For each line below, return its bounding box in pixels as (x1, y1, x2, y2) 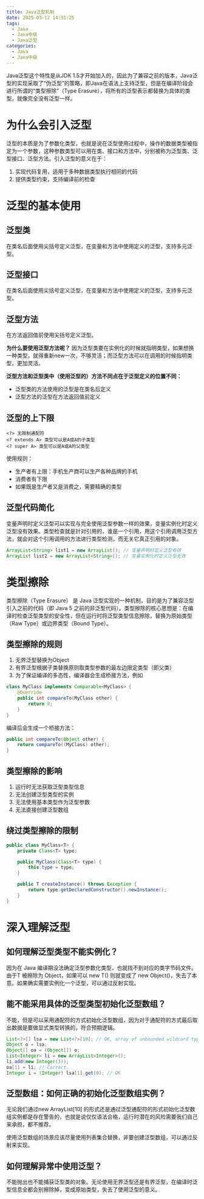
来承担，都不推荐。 (6, 1121, 55, 1128)
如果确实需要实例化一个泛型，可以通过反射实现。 (16, 979, 140, 986)
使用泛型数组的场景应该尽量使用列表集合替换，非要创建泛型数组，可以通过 (6, 1134, 192, 1141)
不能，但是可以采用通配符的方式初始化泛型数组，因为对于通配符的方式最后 (6, 1016, 192, 1023)
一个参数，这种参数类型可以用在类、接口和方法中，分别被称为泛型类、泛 (16, 147, 198, 154)
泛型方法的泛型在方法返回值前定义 (15, 393, 101, 400)
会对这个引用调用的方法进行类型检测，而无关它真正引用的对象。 (22, 535, 182, 543)
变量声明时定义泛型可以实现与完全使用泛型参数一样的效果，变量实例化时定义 (6, 519, 198, 527)
